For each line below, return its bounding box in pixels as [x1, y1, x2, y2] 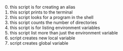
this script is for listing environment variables [9, 25, 100, 31]
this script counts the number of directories [9, 19, 97, 25]
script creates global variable [9, 40, 68, 46]
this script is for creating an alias [9, 4, 76, 10]
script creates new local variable [9, 35, 76, 41]
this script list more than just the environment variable [9, 30, 118, 35]
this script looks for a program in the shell [9, 15, 94, 20]
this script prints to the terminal [9, 9, 73, 15]
